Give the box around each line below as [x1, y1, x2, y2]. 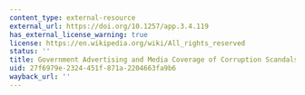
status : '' [9, 47, 51, 56]
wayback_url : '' [9, 72, 71, 81]
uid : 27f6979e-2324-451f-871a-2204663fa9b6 [9, 64, 177, 73]
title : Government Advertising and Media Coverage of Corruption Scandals [9, 55, 299, 64]
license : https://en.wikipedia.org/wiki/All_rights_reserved [9, 38, 246, 48]
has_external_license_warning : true [9, 30, 148, 39]
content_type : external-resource [9, 13, 136, 23]
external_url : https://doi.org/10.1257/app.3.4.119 [9, 22, 209, 31]
